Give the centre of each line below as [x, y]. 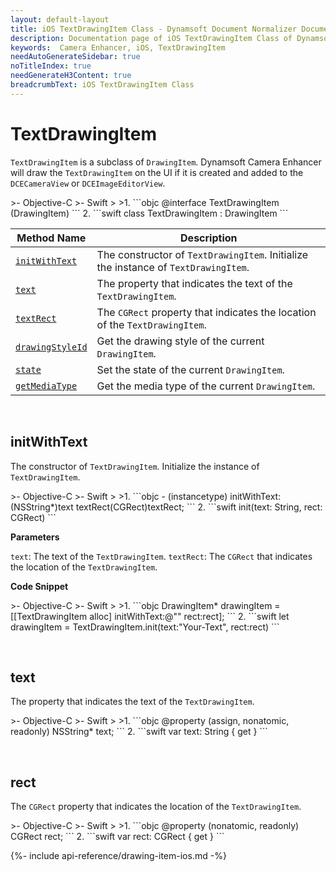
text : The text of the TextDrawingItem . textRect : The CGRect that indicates [161, 556]
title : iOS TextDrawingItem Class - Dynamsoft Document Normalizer [154, 29]
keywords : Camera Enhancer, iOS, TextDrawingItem [118, 47]
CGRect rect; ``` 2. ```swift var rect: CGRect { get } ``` [117, 837]
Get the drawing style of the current [180, 341]
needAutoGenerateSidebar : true [75, 57]
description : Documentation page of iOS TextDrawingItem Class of [151, 38]
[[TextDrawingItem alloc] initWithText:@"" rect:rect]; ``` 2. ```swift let [150, 616]
